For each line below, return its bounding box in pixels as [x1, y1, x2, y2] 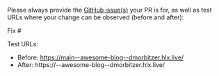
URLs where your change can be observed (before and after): [7, 13, 184, 21]
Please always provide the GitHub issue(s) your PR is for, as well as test [7, 6, 212, 14]
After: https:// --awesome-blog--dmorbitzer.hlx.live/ [17, 61, 165, 68]
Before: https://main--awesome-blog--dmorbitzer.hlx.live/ [17, 53, 184, 61]
